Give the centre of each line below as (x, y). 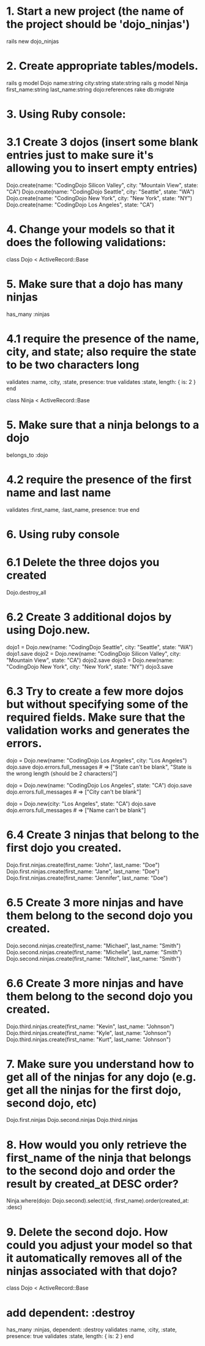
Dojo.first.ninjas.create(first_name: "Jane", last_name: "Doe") (83, 871)
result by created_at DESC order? (92, 1184)
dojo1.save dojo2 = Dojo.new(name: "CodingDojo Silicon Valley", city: (94, 653)
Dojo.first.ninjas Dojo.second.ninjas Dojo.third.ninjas (72, 1120)
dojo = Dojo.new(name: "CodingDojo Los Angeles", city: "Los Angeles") (97, 760)
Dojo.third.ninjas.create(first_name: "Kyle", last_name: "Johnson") (89, 1032)
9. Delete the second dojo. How (87, 1232)
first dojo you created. (64, 848)
